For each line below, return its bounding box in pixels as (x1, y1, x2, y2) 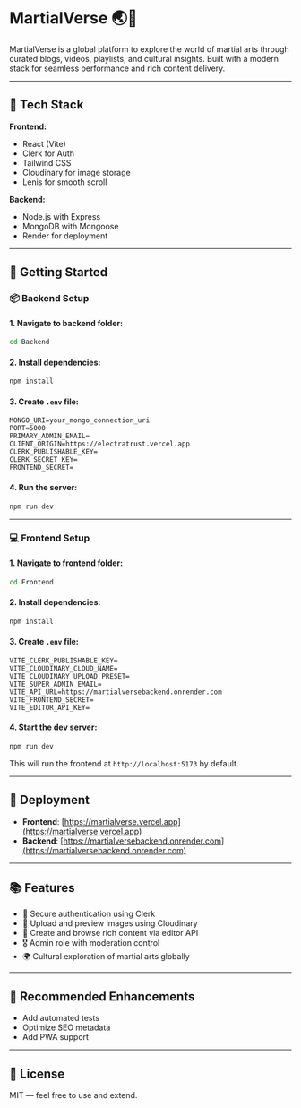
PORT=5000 (9, 424, 47, 433)
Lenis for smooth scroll (21, 177, 107, 187)
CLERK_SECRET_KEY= (9, 455, 78, 464)
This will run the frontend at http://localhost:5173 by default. (9, 757, 239, 768)
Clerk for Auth (21, 148, 74, 159)
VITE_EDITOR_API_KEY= (9, 703, 90, 712)
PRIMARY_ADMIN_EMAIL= (9, 432, 90, 441)
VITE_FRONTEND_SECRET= (9, 695, 94, 705)
